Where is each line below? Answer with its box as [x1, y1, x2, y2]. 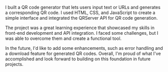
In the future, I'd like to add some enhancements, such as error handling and [5, 45, 163, 51]
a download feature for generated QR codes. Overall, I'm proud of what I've [5, 50, 161, 56]
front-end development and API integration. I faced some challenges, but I [5, 30, 158, 36]
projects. [5, 61, 24, 67]
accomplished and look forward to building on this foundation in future [5, 56, 151, 62]
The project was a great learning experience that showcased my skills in [5, 25, 154, 31]
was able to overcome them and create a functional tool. [5, 35, 122, 41]
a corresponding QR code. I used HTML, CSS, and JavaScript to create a [5, 10, 155, 16]
